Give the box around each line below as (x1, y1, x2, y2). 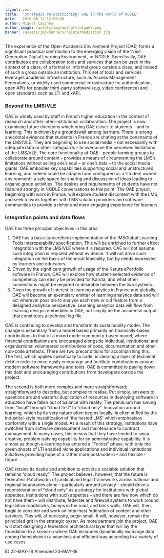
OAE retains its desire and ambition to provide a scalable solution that (5, 466, 145, 472)
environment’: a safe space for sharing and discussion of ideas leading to (5, 176, 152, 182)
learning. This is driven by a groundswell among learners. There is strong (5, 129, 152, 135)
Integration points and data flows (5, 214, 85, 221)
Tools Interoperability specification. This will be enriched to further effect (12, 240, 159, 246)
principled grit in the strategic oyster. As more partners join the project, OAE (5, 518, 158, 524)
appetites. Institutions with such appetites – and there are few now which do (5, 492, 158, 498)
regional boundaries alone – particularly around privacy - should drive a (5, 482, 149, 488)
